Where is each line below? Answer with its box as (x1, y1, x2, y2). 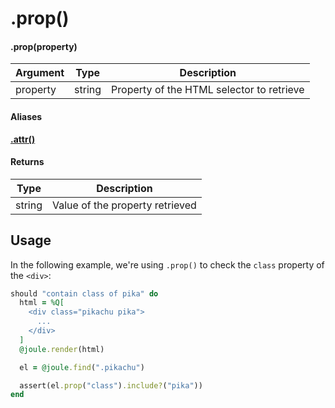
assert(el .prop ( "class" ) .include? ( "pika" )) (19, 380, 203, 391)
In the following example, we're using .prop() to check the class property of (10, 258, 325, 271)
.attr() (10, 133, 36, 145)
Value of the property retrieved (52, 198, 197, 212)
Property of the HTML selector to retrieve (111, 83, 305, 97)
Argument (15, 66, 65, 80)
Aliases (10, 110, 43, 122)
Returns (10, 156, 45, 168)
